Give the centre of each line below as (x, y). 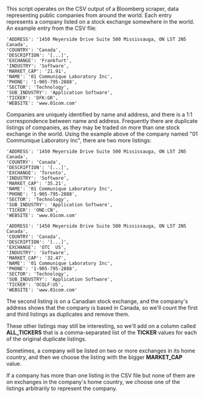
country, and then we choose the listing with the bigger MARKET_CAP (94, 357)
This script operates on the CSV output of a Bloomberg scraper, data (93, 9)
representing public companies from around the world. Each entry (89, 15)
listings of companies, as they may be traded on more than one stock (93, 127)
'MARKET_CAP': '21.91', (37, 71)
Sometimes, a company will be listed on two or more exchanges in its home (101, 351)
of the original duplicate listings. (47, 339)
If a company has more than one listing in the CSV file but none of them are (101, 375)
